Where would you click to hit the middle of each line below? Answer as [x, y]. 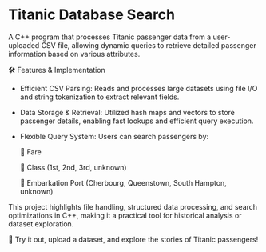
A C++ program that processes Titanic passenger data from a [110, 37]
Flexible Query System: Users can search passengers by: [114, 136]
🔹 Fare [30, 152]
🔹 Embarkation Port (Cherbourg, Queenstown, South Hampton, [123, 182]
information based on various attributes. [74, 54]
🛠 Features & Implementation [57, 70]
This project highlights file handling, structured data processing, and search [133, 206]
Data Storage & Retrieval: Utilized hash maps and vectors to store [127, 112]
